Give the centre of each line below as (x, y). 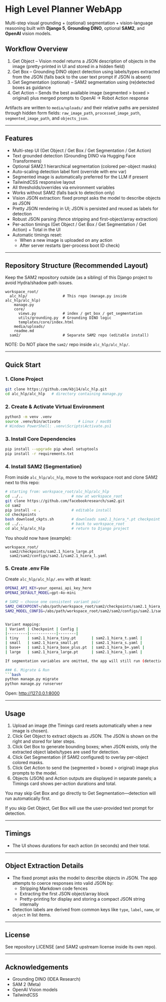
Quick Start (23, 365)
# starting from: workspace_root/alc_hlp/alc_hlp (57, 492)
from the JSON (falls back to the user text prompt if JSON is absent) (82, 77)
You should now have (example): (38, 538)
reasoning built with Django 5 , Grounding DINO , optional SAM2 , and (75, 28)
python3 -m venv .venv (28, 417)
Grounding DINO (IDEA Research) (46, 979)
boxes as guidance (31, 87)
